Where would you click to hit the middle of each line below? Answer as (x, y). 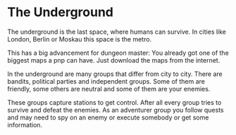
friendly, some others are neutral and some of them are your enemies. (109, 89)
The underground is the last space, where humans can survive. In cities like (117, 32)
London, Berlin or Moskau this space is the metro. (80, 39)
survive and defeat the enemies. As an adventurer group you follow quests (116, 110)
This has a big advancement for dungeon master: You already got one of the (118, 53)
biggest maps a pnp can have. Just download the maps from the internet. (114, 60)
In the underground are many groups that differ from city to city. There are (115, 74)
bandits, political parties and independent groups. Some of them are (106, 81)
